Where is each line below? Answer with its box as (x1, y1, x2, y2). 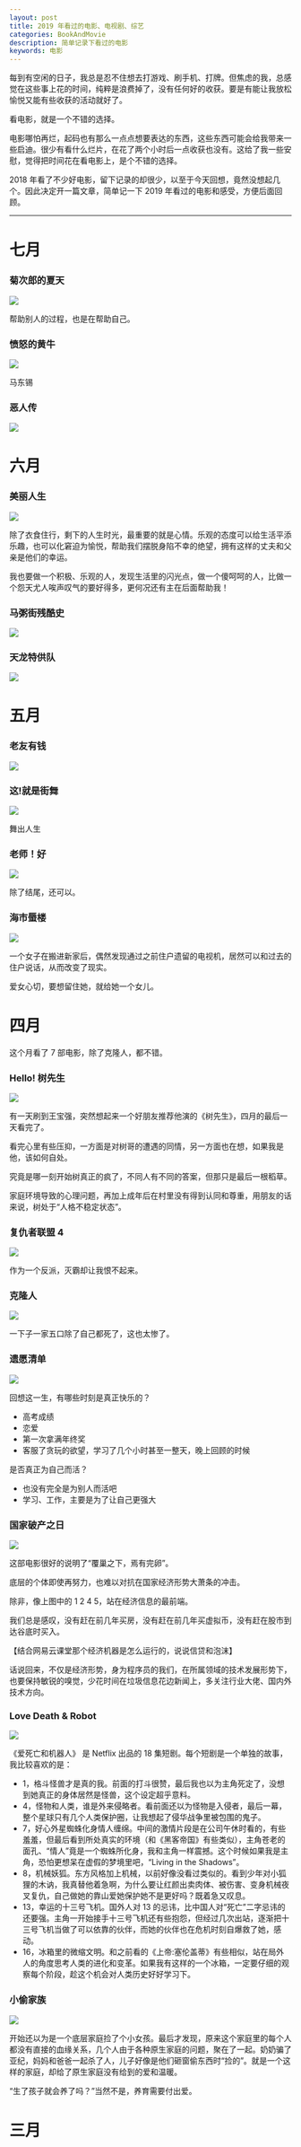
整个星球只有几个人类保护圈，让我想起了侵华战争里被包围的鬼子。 (21, 1812, 266, 1823)
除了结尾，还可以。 (9, 887, 81, 898)
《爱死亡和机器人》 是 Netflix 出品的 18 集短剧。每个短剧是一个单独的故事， (9, 1748, 288, 1759)
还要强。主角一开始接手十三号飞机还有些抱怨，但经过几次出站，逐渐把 (21, 1913, 282, 1924)
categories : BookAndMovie (9, 30, 106, 39)
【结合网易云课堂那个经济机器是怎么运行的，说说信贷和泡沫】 (9, 1645, 237, 1656)
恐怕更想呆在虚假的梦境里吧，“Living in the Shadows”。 (38, 1857, 245, 1868)
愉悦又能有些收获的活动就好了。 (9, 95, 127, 106)
